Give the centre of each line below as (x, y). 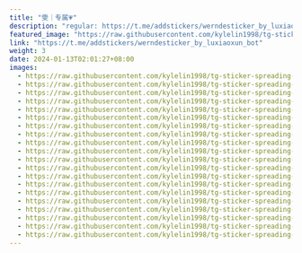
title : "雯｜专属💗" (44, 17)
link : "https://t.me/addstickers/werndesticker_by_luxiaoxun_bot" (136, 43)
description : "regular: (54, 26)
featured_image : (40, 34)
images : (24, 68)
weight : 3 (28, 51)
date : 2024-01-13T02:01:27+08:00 (72, 59)
